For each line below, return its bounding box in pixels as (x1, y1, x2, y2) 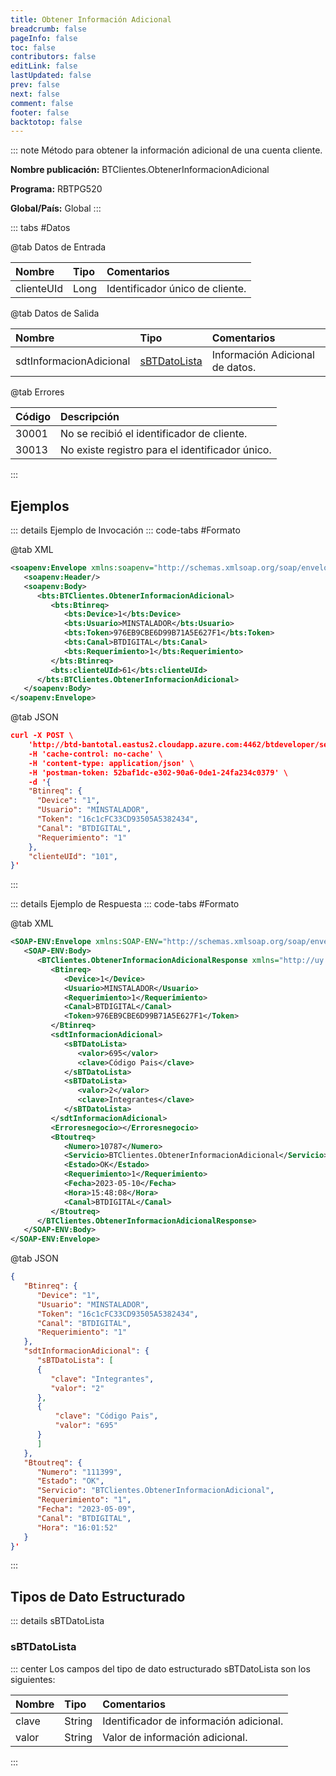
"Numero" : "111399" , (36, 1467, 123, 1477)
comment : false (10, 98, 74, 108)
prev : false (10, 80, 60, 90)
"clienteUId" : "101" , (28, 851, 118, 861)
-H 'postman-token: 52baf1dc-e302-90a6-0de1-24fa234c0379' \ (28, 767, 288, 778)
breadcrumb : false (10, 24, 87, 34)
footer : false (10, 107, 70, 118)
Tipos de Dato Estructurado (10, 1588, 186, 1605)
